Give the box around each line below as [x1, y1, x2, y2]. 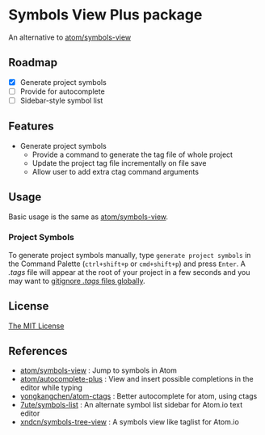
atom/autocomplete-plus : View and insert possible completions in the [19, 374, 254, 384]
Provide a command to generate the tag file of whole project [32, 150, 233, 159]
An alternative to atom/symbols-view [8, 32, 132, 42]
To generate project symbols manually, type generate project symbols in [8, 250, 251, 260]
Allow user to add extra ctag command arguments [32, 167, 200, 176]
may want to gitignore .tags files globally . [8, 276, 145, 285]
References [8, 344, 68, 358]
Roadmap [8, 56, 58, 70]
